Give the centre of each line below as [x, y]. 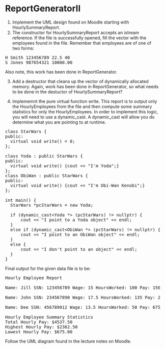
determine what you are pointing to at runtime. [59, 122]
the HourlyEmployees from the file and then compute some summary [82, 107]
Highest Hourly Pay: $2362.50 [41, 327]
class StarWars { [26, 131]
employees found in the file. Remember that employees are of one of [82, 43]
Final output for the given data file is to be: [48, 268]
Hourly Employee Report [34, 278]
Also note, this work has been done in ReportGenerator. [61, 72]
